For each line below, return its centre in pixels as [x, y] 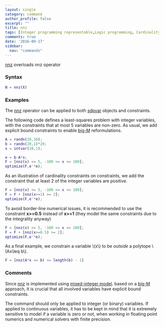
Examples [17, 100]
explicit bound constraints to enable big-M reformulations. [63, 130]
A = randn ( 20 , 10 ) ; [24, 139]
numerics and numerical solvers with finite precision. [58, 319]
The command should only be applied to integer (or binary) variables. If [77, 304]
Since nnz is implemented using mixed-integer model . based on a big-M [78, 283]
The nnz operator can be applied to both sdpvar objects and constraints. [78, 110]
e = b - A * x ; [16, 157]
